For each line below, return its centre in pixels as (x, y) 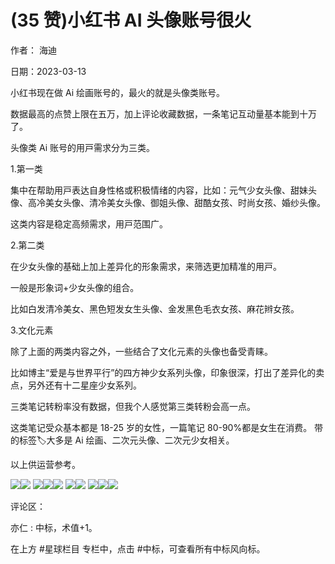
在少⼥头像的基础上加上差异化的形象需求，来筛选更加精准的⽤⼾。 (146, 266)
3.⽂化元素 (32, 330)
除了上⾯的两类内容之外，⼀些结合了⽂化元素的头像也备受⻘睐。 (141, 351)
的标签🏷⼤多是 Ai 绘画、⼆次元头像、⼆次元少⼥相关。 (122, 440)
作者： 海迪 (33, 50)
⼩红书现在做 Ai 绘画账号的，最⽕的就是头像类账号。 (117, 92)
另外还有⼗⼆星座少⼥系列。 (84, 385)
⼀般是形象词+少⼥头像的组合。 (75, 287)
